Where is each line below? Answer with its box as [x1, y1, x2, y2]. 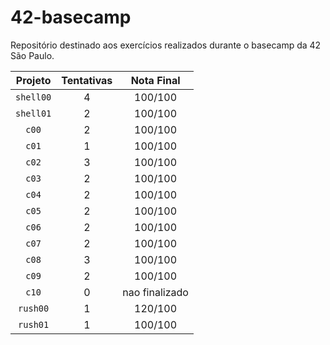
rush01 [18, 319, 50, 330]
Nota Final [130, 73, 181, 87]
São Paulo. [10, 49, 55, 61]
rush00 [18, 302, 50, 314]
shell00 [15, 91, 52, 103]
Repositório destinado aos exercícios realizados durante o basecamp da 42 [10, 39, 322, 51]
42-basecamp [10, 6, 132, 29]
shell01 [15, 107, 52, 119]
